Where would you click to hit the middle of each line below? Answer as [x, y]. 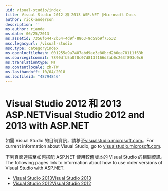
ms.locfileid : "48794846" [33, 77]
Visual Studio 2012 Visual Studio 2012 [52, 183]
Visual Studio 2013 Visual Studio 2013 [52, 178]
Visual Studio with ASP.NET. [35, 168]
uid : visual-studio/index [33, 10]
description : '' [23, 24]
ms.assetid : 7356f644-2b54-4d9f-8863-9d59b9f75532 [61, 39]
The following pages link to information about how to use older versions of [84, 162]
